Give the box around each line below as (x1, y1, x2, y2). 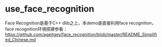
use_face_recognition (5, 3, 95, 15)
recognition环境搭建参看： (15, 26, 68, 32)
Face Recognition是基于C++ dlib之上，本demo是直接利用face (5, 20, 129, 26)
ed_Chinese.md (5, 36, 36, 42)
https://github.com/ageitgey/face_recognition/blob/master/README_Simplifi (5, 31, 157, 37)
